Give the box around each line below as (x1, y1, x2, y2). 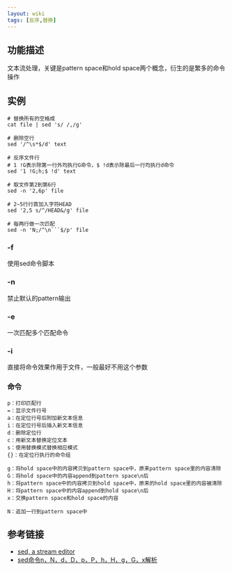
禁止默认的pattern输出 (7, 294, 71, 302)
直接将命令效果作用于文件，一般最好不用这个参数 (7, 363, 148, 371)
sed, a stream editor (17, 547, 75, 556)
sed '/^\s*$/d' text (7, 141, 68, 148)
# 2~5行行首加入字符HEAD (7, 201, 72, 208)
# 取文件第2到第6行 (7, 182, 56, 189)
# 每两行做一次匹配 (7, 221, 56, 228)
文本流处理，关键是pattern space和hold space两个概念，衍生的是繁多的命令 (7, 64, 226, 72)
